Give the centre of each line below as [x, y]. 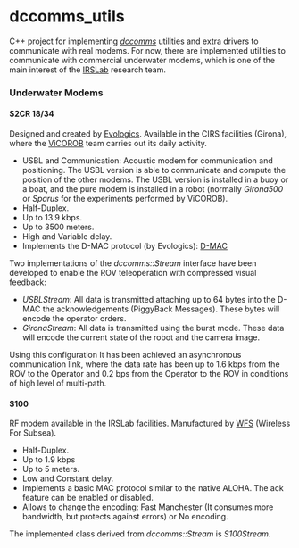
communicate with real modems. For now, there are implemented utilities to [147, 50]
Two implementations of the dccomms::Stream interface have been [133, 263]
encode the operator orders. [74, 319]
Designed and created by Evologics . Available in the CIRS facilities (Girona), [148, 134]
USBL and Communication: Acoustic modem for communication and [148, 161]
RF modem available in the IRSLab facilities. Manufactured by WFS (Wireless [150, 423]
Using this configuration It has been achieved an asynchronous [125, 355]
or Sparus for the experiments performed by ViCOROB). [125, 199]
